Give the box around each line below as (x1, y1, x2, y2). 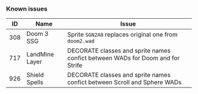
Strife (67, 61, 82, 69)
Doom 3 (26, 30, 49, 38)
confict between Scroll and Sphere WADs (67, 78, 182, 86)
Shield (26, 71, 44, 79)
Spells (26, 78, 44, 86)
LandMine (26, 51, 54, 59)
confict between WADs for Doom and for (67, 54, 180, 62)
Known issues (6, 5, 48, 13)
